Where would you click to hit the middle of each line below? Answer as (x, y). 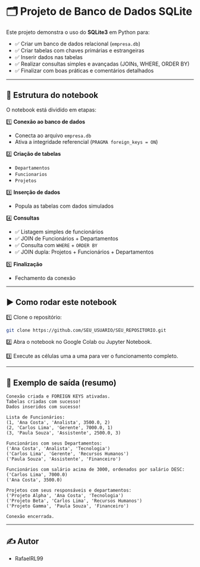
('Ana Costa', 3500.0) (34, 480)
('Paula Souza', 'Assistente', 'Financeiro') (63, 459)
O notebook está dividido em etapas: (51, 110)
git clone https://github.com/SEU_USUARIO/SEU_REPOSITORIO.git (86, 330)
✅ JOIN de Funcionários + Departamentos (66, 238)
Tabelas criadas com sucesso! (44, 402)
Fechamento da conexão (45, 278)
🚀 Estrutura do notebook (52, 95)
